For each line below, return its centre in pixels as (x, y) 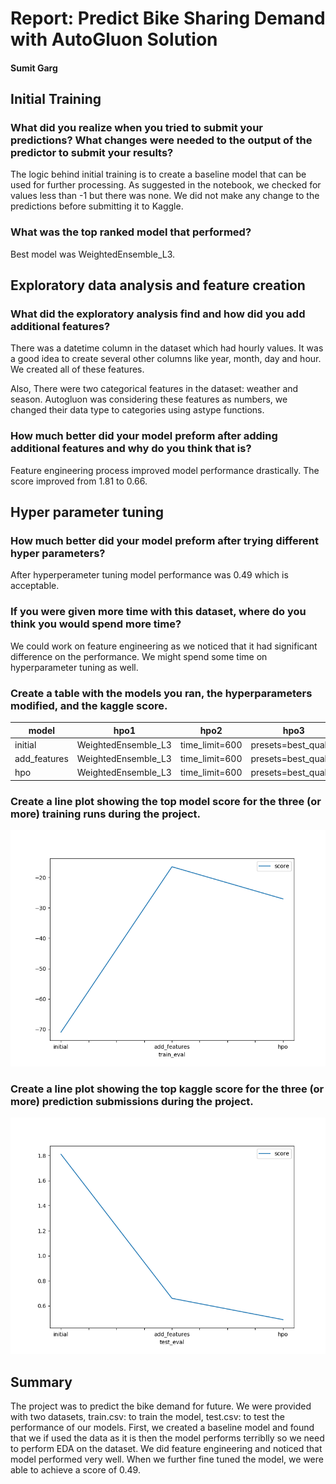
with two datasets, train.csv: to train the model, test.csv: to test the (147, 1417)
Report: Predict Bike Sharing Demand (168, 18)
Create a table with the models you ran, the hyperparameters (161, 693)
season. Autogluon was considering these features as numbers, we (149, 399)
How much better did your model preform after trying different (164, 541)
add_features (41, 759)
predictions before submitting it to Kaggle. (97, 206)
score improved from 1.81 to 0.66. (79, 481)
